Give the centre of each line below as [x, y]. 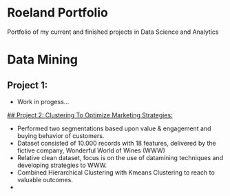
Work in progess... [43, 101]
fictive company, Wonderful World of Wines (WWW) [91, 150]
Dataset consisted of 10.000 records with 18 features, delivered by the [117, 143]
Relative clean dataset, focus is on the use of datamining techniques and [120, 157]
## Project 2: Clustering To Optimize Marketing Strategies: [90, 115]
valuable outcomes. [45, 179]
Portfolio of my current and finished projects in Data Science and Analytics [113, 32]
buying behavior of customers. [61, 135]
